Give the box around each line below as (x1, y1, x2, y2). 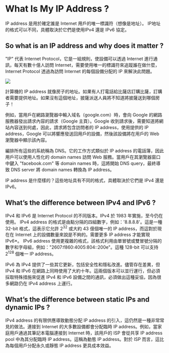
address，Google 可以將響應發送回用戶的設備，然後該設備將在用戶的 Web (5, 131, 160, 137)
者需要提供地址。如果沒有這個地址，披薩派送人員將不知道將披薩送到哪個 (5, 94, 155, 101)
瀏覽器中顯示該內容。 (5, 137, 49, 143)
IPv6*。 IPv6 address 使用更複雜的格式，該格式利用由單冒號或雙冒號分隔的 (5, 238, 162, 244)
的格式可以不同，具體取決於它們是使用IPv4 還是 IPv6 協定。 (5, 26, 130, 33)
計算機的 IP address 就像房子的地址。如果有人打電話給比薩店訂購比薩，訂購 (5, 88, 162, 94)
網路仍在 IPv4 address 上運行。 (9, 280, 75, 286)
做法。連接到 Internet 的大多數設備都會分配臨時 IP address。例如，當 (14, 323, 158, 329)
